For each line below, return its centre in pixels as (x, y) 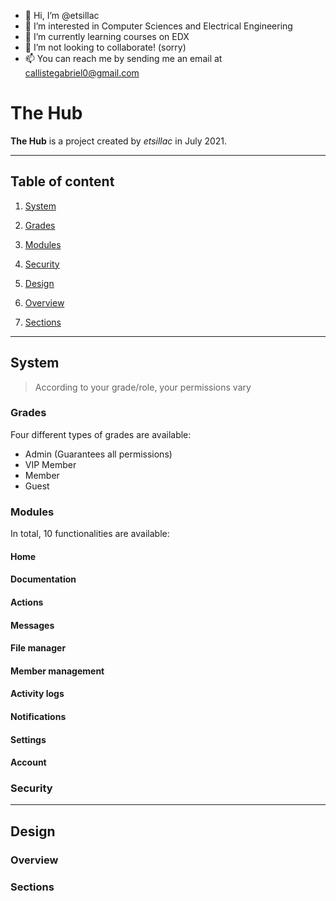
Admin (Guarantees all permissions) (98, 454)
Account (28, 762)
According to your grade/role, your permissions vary (143, 387)
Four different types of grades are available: (101, 434)
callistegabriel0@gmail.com (82, 73)
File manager (38, 648)
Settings (28, 739)
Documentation (43, 579)
